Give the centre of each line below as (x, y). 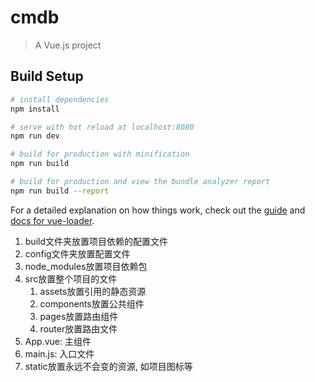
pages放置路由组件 (79, 316)
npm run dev (35, 136)
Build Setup (47, 76)
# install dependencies (60, 99)
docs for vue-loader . (52, 220)
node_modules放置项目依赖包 (86, 266)
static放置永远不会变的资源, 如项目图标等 (108, 366)
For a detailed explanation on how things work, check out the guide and (158, 210)
